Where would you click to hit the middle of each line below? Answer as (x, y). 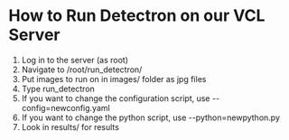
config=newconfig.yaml (65, 107)
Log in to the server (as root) (75, 60)
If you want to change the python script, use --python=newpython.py (151, 117)
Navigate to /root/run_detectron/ (82, 70)
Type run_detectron (58, 89)
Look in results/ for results (70, 126)
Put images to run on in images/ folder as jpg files (114, 79)
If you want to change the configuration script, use (116, 98)
